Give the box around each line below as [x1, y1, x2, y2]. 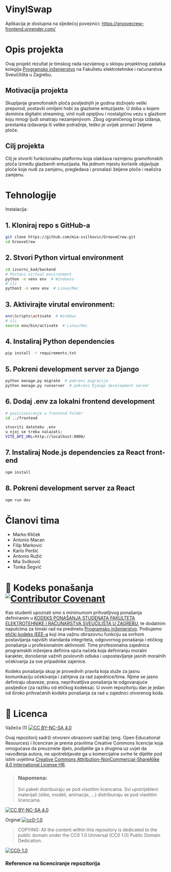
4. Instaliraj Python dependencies [5, 337, 115, 346]
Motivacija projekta [5, 86, 68, 95]
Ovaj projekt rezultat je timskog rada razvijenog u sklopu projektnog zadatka [5, 60, 166, 67]
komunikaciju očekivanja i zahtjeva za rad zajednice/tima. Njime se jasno [5, 674, 158, 680]
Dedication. [17, 837, 42, 843]
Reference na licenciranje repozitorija [5, 860, 101, 867]
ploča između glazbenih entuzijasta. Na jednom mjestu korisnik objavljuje [5, 161, 159, 167]
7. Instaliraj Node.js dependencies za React [5, 448, 145, 457]
